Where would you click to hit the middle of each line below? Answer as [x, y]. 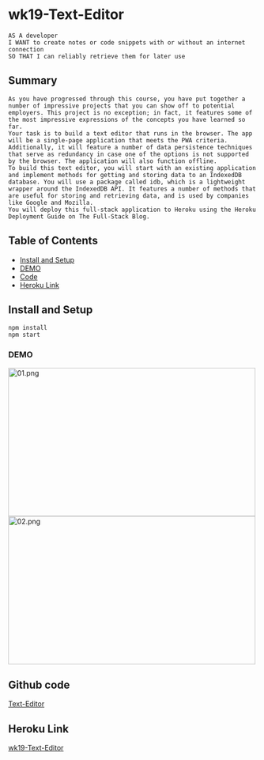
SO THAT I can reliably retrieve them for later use [97, 56]
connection [26, 49]
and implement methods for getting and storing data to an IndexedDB [125, 175]
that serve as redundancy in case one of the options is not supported [128, 154]
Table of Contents [53, 241]
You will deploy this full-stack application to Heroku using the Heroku [132, 210]
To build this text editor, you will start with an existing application [132, 168]
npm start [25, 335]
